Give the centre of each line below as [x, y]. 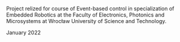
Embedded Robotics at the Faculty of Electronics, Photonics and [86, 15]
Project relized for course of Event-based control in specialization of [90, 9]
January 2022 [24, 33]
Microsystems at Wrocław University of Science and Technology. [86, 21]
